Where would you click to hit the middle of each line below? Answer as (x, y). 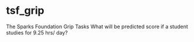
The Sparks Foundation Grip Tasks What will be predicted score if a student (97, 26)
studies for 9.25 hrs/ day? (37, 32)
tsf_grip (25, 11)
